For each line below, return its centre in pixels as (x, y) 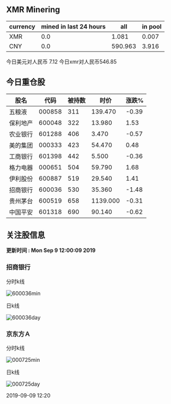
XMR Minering (33, 10)
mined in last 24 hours (73, 26)
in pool (151, 26)
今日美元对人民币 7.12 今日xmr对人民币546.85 (62, 61)
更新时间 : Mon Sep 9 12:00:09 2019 (51, 250)
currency (22, 26)
